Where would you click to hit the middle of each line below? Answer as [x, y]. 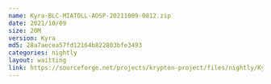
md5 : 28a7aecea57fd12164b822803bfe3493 [75, 46]
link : [17, 68]
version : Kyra [32, 38]
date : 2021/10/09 [38, 23]
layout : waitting [38, 61]
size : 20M [25, 30]
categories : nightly [43, 53]
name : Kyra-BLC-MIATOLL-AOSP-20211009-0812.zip [90, 16]
